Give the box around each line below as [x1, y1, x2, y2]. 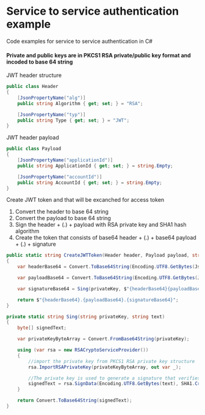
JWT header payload [6, 134, 59, 141]
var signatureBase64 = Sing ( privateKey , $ [17, 285, 127, 292]
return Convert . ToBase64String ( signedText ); [17, 397, 132, 404]
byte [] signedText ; [17, 325, 67, 331]
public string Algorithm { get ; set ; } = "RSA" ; [17, 100, 143, 106]
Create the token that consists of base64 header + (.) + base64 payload [15, 234, 196, 241]
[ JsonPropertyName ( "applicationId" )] [17, 157, 113, 163]
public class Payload [6, 145, 62, 152]
